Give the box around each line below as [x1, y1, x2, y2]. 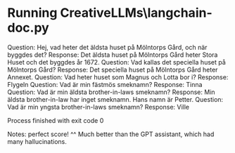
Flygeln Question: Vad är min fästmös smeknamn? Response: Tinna [7, 80, 203, 88]
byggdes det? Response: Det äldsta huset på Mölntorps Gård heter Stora [7, 51, 218, 59]
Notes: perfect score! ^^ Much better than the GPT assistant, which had [7, 130, 215, 138]
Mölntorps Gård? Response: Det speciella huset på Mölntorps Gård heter [7, 65, 218, 74]
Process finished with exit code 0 [7, 116, 104, 124]
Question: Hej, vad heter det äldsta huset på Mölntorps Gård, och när [7, 43, 208, 51]
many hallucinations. [7, 137, 67, 145]
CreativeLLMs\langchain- [60, 5, 212, 21]
